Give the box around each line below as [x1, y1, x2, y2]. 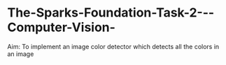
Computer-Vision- [7, 19, 115, 35]
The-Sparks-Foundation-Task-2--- [7, 5, 215, 21]
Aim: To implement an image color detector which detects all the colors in [7, 42, 220, 50]
